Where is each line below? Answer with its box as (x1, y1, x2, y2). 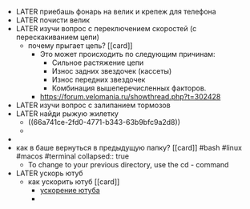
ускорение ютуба (39, 186, 100, 195)
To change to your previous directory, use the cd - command (27, 160, 229, 169)
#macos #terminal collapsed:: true (15, 151, 130, 161)
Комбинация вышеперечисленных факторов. (51, 83, 207, 93)
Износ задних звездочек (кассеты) (51, 66, 172, 75)
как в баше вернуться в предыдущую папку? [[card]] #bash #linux (15, 143, 243, 152)
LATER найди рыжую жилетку (15, 109, 119, 119)
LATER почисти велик (15, 15, 91, 25)
